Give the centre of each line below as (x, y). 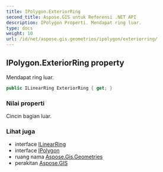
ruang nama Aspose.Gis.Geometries (59, 157)
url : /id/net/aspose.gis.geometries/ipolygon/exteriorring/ (82, 39)
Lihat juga (21, 131)
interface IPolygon (37, 151)
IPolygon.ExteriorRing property (65, 63)
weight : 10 (20, 34)
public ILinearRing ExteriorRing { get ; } (59, 88)
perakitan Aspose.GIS (41, 163)
